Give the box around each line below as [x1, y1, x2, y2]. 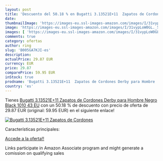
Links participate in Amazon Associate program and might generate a [5, 145, 144, 151]
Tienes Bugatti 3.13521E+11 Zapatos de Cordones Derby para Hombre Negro [5, 97, 158, 103]
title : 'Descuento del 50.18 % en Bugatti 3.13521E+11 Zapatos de [5, 12, 145, 16]
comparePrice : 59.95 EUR [5, 70, 55, 75]
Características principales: [5, 126, 60, 132]
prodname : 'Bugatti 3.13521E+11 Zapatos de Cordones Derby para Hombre [5, 79, 155, 84]
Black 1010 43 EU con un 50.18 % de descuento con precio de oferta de [5, 102, 148, 108]
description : [5, 52, 32, 57]
